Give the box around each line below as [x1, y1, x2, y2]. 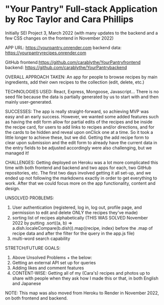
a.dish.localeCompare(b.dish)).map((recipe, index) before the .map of [12, 225, 153, 231]
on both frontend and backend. [5, 295, 68, 301]
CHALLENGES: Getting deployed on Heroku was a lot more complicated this [5, 159, 158, 165]
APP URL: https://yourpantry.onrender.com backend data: [5, 44, 122, 50]
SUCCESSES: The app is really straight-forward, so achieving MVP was [5, 109, 149, 114]
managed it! [5, 150, 29, 156]
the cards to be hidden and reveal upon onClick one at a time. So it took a [5, 129, 153, 135]
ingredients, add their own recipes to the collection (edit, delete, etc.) [5, 79, 144, 85]
